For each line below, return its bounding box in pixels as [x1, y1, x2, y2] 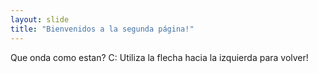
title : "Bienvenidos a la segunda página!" [10, 24, 195, 34]
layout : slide [10, 14, 70, 25]
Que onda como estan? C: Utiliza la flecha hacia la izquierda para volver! [10, 51, 309, 63]
